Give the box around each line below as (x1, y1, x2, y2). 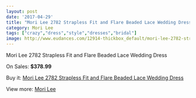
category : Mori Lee (6, 24, 54, 31)
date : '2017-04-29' (6, 14, 54, 20)
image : (6, 36, 22, 41)
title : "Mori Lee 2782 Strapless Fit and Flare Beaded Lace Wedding (6, 19, 176, 25)
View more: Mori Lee (6, 86, 57, 92)
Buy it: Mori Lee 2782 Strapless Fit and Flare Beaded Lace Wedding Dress (6, 74, 184, 81)
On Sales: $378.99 (6, 63, 52, 70)
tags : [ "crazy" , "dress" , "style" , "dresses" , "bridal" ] (6, 30, 137, 36)
